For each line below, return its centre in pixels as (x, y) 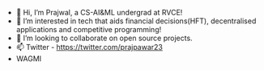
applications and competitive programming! (89, 29)
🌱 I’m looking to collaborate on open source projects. (104, 38)
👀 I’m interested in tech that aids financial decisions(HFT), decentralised (136, 21)
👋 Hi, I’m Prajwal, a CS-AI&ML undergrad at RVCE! (99, 12)
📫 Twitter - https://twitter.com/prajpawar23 (89, 47)
